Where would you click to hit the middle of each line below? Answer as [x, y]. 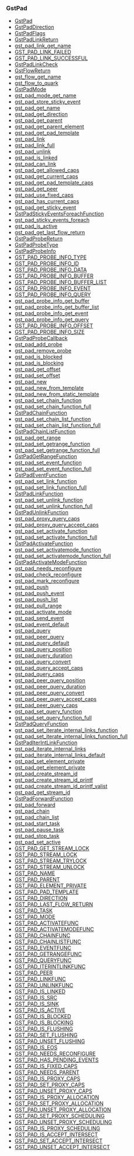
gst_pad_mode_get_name [45, 95]
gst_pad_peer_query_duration [50, 687]
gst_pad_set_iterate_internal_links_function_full [71, 737]
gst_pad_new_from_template [49, 388]
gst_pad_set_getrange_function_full [57, 450]
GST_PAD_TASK [33, 911]
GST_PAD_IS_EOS [36, 1048]
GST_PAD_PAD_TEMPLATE [47, 892]
